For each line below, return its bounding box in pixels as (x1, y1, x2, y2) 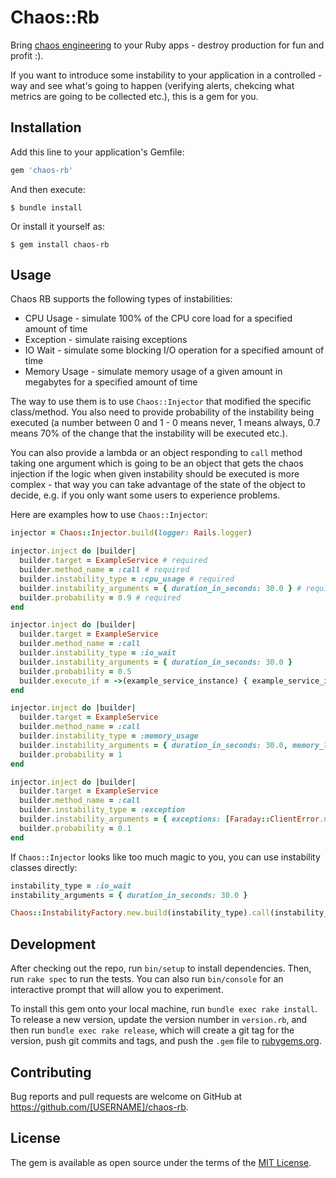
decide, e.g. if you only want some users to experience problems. (10, 489, 281, 501)
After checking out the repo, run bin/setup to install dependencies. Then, (10, 962, 312, 975)
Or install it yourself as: (10, 220, 105, 232)
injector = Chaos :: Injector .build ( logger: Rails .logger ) (10, 528, 253, 538)
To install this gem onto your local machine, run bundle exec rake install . (10, 1003, 318, 1015)
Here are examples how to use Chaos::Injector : (10, 509, 208, 521)
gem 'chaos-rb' (10, 165, 74, 175)
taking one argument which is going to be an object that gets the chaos (10, 457, 304, 470)
